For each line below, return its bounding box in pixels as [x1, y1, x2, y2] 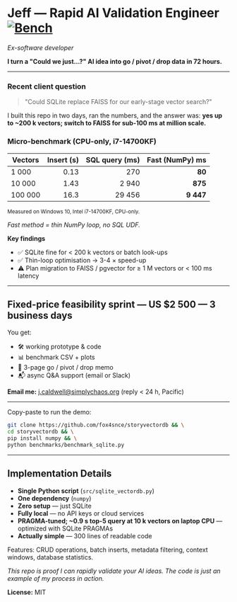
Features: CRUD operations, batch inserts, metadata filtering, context [7, 545, 208, 554]
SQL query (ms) [85, 154, 140, 164]
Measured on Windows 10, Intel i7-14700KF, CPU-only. [7, 208, 140, 215]
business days [7, 309, 73, 322]
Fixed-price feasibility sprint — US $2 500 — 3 [7, 298, 217, 310]
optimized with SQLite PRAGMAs [17, 524, 114, 533]
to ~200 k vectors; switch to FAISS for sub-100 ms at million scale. [7, 119, 207, 127]
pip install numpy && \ [7, 435, 78, 442]
